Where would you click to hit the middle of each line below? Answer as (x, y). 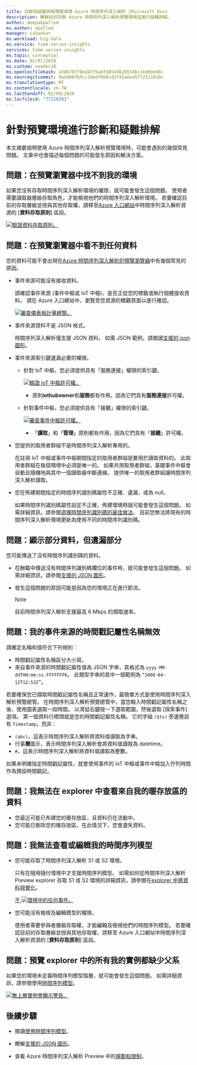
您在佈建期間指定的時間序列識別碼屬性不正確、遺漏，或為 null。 (91, 493)
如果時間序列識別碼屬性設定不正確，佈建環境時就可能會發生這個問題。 (99, 505)
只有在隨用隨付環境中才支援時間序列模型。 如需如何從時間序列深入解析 (100, 873)
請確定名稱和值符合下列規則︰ (42, 647)
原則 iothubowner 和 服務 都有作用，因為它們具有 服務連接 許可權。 (110, 396)
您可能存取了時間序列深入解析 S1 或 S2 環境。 (69, 861)
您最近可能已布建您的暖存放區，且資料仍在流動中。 (76, 817)
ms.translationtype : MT (35, 83)
